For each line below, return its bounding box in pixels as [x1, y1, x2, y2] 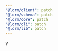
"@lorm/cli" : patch [5, 21, 46, 27]
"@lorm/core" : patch [5, 17, 49, 22]
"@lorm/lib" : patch [5, 26, 46, 31]
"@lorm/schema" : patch [5, 12, 53, 17]
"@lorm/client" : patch [5, 7, 53, 13]
